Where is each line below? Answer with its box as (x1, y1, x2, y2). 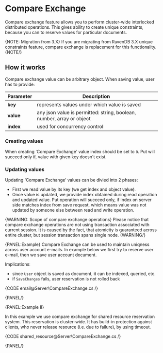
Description (82, 93, 110, 100)
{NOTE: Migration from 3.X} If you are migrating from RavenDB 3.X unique (5, 38, 153, 44)
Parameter (7, 93, 33, 100)
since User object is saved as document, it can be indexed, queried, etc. (12, 271, 156, 277)
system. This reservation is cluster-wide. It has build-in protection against (5, 319, 152, 325)
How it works (5, 63, 46, 72)
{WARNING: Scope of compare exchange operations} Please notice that (5, 217, 149, 223)
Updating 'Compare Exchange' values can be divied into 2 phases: (5, 177, 138, 183)
